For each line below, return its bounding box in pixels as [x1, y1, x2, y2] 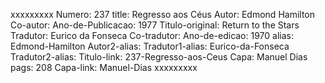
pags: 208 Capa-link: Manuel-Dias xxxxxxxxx [10, 62, 198, 73]
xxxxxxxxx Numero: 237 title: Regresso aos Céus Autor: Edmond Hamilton [10, 9, 316, 20]
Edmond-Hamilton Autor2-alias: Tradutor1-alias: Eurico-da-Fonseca [10, 40, 290, 52]
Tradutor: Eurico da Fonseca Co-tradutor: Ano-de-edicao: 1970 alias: [10, 30, 294, 41]
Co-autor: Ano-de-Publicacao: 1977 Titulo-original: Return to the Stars [10, 19, 300, 31]
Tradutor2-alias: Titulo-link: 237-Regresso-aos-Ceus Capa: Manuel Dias [10, 51, 308, 63]
